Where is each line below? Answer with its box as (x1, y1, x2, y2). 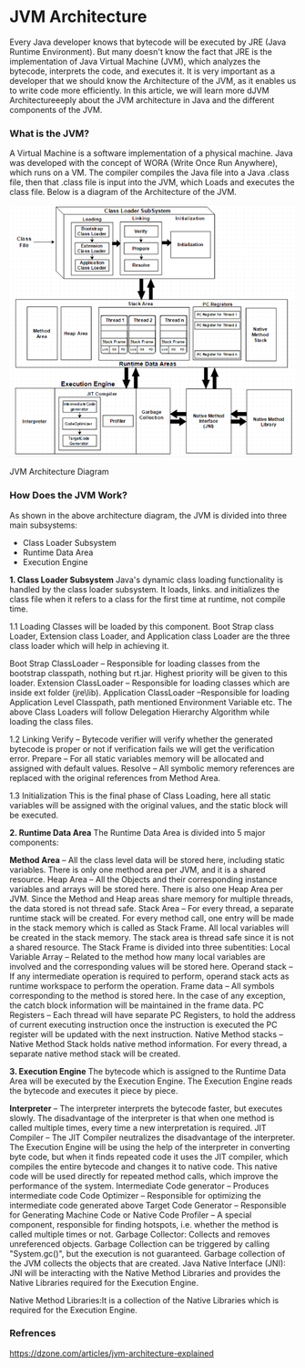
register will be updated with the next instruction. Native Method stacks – (9, 1028, 284, 1040)
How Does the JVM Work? (9, 489, 127, 502)
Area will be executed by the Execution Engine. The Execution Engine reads (9, 1075, 293, 1086)
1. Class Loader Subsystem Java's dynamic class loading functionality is (9, 574, 284, 585)
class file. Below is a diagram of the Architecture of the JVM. (9, 187, 237, 198)
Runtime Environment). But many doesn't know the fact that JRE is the (9, 46, 273, 57)
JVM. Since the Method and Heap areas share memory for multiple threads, (9, 893, 294, 904)
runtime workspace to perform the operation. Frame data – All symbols (9, 980, 275, 991)
